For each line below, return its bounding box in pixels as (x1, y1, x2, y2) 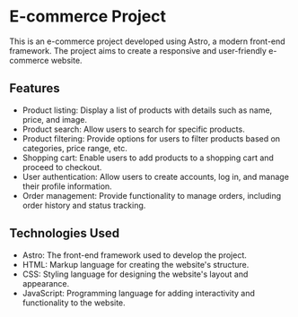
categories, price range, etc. (22, 142, 127, 153)
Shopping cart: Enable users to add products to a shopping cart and (22, 152, 274, 163)
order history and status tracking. (22, 200, 146, 210)
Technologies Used (9, 226, 119, 241)
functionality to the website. (22, 297, 126, 308)
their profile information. (22, 181, 112, 192)
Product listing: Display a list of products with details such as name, (22, 105, 273, 116)
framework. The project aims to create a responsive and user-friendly (9, 45, 267, 56)
